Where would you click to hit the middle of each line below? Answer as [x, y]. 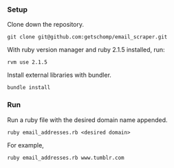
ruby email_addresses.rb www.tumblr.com [66, 158]
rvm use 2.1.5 [28, 62]
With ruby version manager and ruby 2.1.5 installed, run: [86, 50]
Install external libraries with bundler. [59, 75]
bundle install [29, 88]
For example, [26, 145]
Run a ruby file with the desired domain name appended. [87, 120]
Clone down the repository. [46, 25]
